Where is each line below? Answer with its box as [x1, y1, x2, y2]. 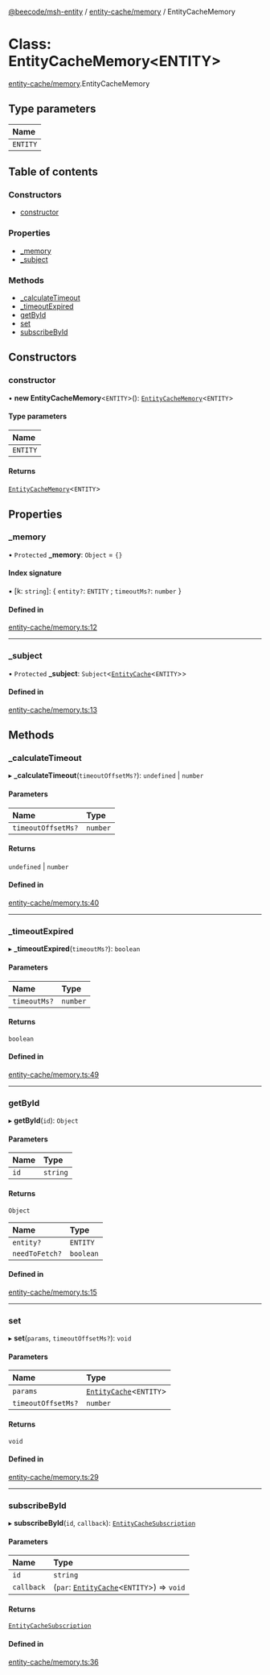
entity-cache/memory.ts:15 [8, 1287, 98, 1297]
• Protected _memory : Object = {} [8, 550, 123, 559]
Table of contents [8, 165, 98, 179]
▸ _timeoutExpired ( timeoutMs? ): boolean [8, 944, 141, 954]
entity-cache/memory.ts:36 [8, 1656, 99, 1667]
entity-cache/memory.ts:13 [8, 704, 98, 714]
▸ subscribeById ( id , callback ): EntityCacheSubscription [8, 1519, 196, 1528]
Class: [8, 35, 52, 53]
